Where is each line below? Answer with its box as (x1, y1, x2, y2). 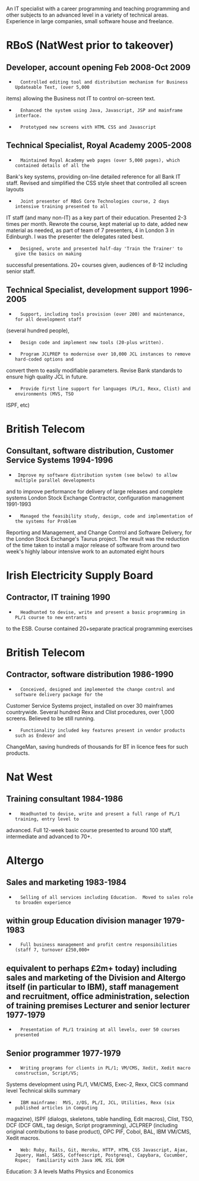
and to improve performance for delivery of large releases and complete (6, 488, 183, 495)
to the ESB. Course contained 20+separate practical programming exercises (6, 625, 193, 632)
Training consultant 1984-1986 (6, 794, 124, 804)
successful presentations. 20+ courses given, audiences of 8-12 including (6, 261, 188, 268)
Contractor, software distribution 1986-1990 (6, 669, 174, 680)
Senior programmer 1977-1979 (6, 1048, 121, 1058)
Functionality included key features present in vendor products (20, 727, 185, 733)
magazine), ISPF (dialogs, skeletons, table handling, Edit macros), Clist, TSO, (6, 1115, 194, 1123)
